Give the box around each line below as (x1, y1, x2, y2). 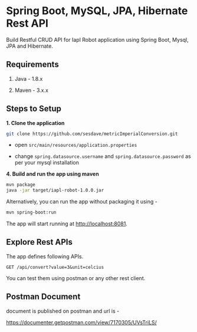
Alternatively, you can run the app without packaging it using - (6, 198, 157, 205)
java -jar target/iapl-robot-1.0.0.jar (6, 188, 104, 193)
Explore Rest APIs (6, 237, 73, 247)
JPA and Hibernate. (6, 42, 53, 50)
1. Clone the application (6, 119, 65, 126)
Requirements (6, 60, 59, 70)
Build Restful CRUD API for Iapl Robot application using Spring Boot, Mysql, (6, 36, 189, 43)
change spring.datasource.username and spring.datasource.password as (14, 153, 191, 160)
